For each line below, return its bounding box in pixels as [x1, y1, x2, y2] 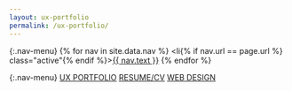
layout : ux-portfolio [9, 12, 90, 22]
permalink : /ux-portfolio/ [9, 21, 109, 30]
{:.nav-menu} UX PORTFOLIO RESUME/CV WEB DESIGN [9, 72, 216, 82]
